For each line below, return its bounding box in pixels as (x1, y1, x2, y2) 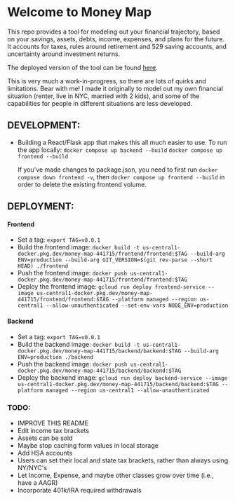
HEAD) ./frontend (17, 263, 69, 270)
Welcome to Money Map (7, 4, 152, 20)
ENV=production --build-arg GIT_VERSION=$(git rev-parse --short (17, 256, 213, 263)
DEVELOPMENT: (7, 120, 81, 132)
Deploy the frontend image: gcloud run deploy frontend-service (17, 282, 206, 291)
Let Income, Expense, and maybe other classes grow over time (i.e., (17, 471, 214, 479)
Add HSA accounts (17, 448, 73, 457)
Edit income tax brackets (17, 426, 90, 434)
